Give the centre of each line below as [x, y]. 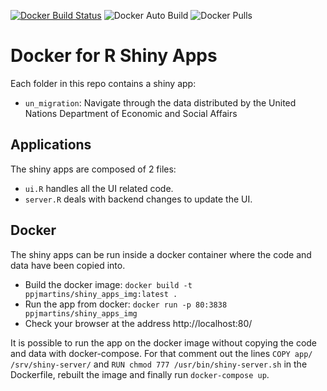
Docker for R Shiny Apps [114, 56]
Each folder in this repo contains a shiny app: [103, 83]
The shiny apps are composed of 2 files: [93, 169]
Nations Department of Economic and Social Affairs [131, 113]
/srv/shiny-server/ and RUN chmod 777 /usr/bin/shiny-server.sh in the [159, 364]
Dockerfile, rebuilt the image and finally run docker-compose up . [140, 374]
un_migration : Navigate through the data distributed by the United [160, 102]
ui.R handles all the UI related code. [99, 188]
